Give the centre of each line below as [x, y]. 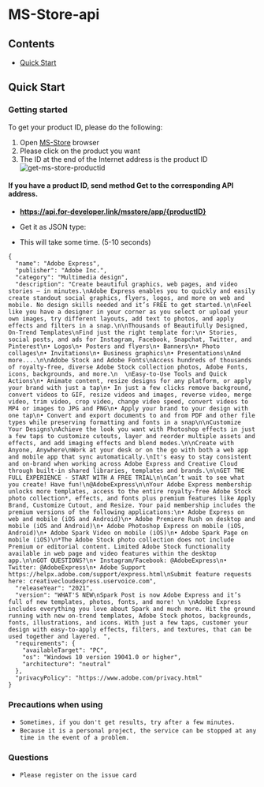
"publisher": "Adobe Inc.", [61, 270]
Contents [32, 44]
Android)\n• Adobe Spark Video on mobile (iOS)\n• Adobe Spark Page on [128, 533]
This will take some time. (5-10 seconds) [85, 242]
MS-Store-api [54, 15]
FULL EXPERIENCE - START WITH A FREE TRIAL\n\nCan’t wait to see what [126, 478]
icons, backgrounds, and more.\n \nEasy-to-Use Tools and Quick [117, 374]
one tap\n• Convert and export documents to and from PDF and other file [132, 415]
